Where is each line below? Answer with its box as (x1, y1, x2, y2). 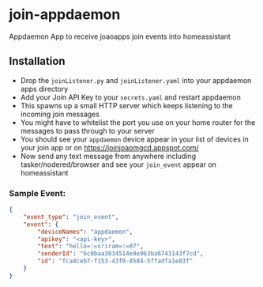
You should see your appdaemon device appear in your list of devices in (20, 134, 249, 144)
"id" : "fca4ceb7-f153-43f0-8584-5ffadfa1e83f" (37, 257, 193, 266)
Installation (9, 55, 66, 68)
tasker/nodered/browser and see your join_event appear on (20, 160, 216, 169)
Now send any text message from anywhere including (20, 151, 197, 160)
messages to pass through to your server (20, 126, 155, 135)
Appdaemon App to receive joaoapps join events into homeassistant (9, 32, 231, 41)
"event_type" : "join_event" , (23, 213, 119, 221)
